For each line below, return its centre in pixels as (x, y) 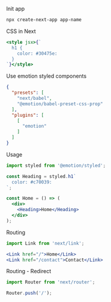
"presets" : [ (28, 93)
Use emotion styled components (46, 76)
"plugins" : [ (28, 115)
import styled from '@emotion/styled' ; (56, 165)
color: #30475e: (37, 54)
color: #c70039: (32, 182)
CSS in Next (21, 31)
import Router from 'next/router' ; (51, 282)
